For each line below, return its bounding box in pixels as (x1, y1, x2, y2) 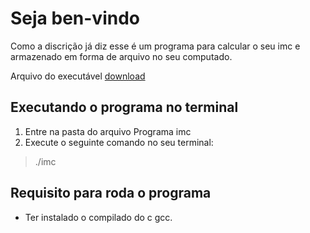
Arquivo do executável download (10, 70, 146, 82)
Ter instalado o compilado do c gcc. (24, 211, 173, 223)
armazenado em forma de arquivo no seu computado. (10, 50, 233, 62)
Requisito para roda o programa (10, 185, 212, 202)
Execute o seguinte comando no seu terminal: (24, 136, 214, 148)
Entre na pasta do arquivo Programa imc (24, 125, 192, 137)
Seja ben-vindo (10, 7, 140, 30)
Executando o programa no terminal (10, 99, 239, 116)
